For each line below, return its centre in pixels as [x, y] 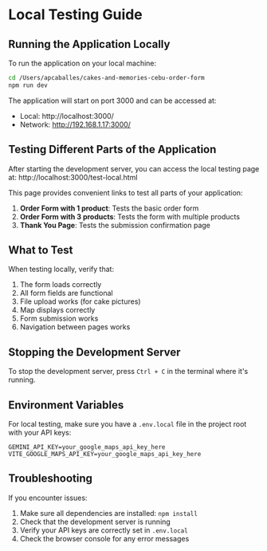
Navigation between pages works [75, 327]
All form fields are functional [66, 293]
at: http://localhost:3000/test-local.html [73, 177]
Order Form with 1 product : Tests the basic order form [109, 208]
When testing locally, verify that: [61, 270]
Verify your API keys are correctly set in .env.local [104, 530]
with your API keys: [40, 433]
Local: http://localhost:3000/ [67, 116]
